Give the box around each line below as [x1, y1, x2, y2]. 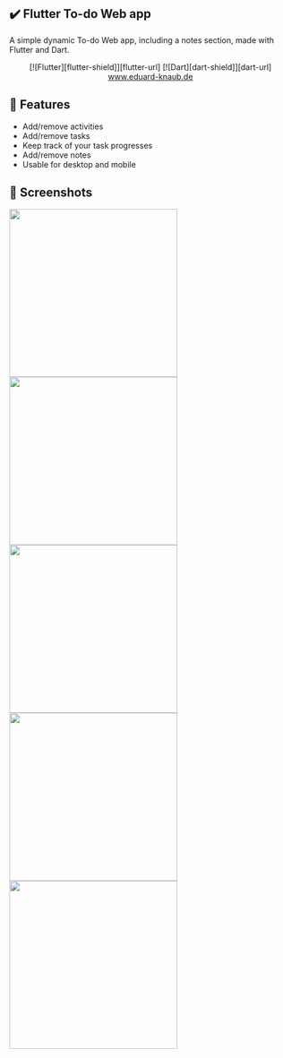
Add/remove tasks [21, 130, 90, 141]
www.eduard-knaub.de [107, 71, 193, 82]
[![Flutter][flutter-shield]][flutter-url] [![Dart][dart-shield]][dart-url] [29, 61, 272, 73]
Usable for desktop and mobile [21, 159, 136, 169]
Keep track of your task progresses [21, 140, 153, 151]
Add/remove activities [21, 121, 104, 132]
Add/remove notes [21, 150, 91, 160]
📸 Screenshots [9, 185, 93, 201]
